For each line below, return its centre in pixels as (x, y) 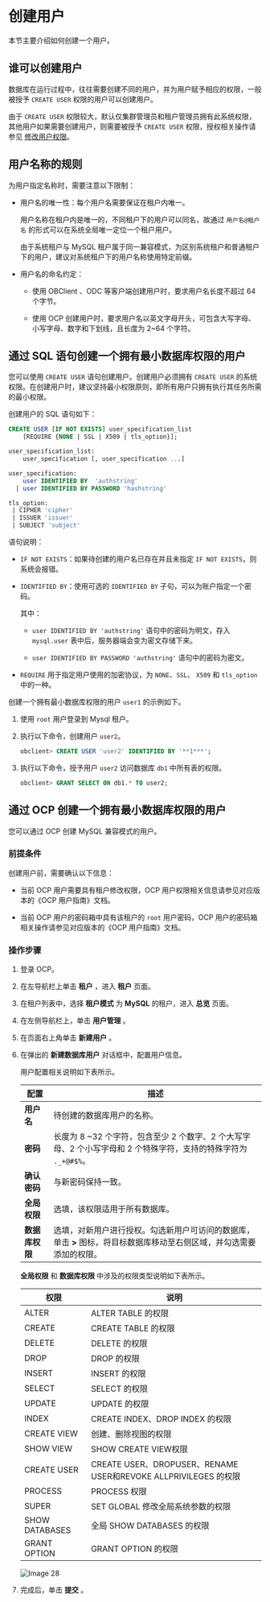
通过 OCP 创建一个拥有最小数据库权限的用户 (117, 810)
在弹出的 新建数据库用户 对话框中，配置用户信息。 (103, 1055)
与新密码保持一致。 (90, 1182)
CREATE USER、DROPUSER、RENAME (165, 1464)
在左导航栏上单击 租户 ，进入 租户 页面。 (87, 987)
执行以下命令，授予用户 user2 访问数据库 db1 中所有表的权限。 (123, 768)
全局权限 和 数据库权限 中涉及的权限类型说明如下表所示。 (115, 1276)
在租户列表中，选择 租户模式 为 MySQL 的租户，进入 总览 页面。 (126, 1004)
